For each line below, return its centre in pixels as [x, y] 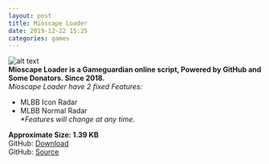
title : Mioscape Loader [48, 23]
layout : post [30, 16]
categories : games [39, 38]
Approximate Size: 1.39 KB [53, 135]
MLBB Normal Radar [54, 111]
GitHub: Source [34, 152]
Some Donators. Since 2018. [57, 78]
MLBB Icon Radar [49, 102]
